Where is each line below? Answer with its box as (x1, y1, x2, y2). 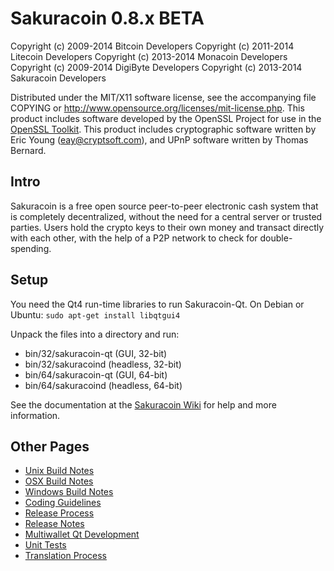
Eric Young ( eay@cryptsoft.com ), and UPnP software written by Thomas (10, 133, 309, 146)
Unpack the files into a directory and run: (10, 328, 180, 340)
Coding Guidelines (24, 497, 102, 509)
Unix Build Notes (24, 465, 95, 477)
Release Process (24, 507, 95, 519)
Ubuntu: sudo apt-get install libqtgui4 (10, 308, 181, 321)
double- (259, 232, 293, 244)
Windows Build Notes (24, 486, 114, 498)
